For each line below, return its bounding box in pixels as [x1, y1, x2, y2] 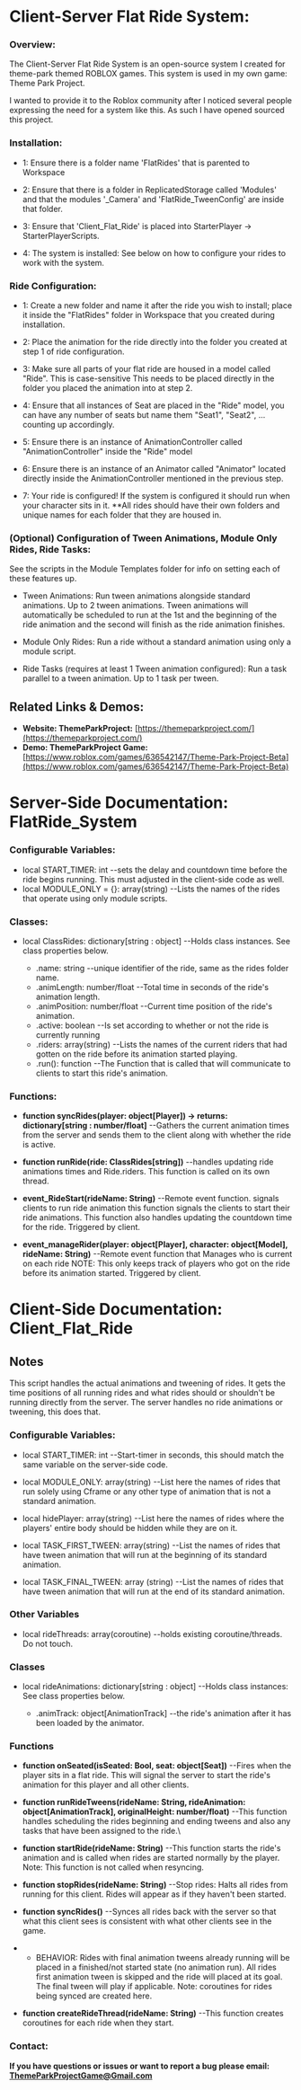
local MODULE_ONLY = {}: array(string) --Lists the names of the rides [22, 883, 280, 894]
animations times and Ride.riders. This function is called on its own [22, 1166, 270, 1177]
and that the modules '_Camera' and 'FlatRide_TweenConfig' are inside [22, 193, 285, 204]
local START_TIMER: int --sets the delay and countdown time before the [22, 864, 288, 875]
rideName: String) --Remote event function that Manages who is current [22, 1249, 293, 1260]
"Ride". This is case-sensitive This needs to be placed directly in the [22, 373, 275, 384]
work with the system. [22, 257, 105, 268]
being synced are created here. [35, 1990, 153, 2001]
